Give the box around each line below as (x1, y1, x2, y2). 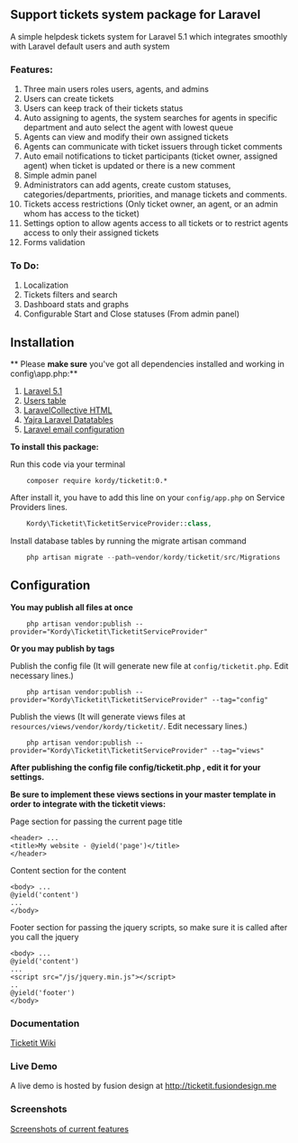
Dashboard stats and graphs (23, 299, 130, 310)
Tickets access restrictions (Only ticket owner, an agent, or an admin (23, 198, 278, 210)
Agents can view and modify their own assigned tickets (23, 132, 229, 142)
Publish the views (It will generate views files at (10, 711, 185, 722)
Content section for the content (10, 864, 127, 875)
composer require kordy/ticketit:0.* (26, 477, 168, 486)
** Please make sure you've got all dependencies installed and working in (10, 359, 284, 370)
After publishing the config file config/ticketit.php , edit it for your (10, 762, 261, 773)
